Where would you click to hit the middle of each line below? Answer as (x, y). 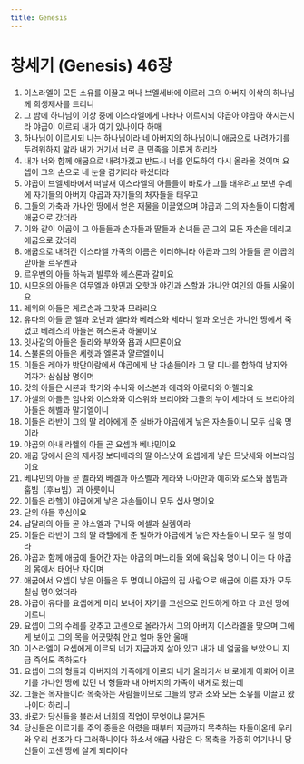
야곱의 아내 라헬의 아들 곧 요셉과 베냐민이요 (100, 444)
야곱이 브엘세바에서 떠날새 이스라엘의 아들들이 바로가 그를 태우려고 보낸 (149, 183)
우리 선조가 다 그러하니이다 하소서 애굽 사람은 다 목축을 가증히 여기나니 (158, 739)
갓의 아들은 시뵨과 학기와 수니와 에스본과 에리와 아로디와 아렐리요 (138, 387)
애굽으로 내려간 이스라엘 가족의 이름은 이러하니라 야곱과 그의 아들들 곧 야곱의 (159, 251)
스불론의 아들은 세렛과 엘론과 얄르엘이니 (94, 353)
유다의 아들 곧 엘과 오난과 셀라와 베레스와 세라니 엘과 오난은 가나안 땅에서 (153, 319)
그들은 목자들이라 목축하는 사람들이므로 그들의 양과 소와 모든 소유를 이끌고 (154, 693)
